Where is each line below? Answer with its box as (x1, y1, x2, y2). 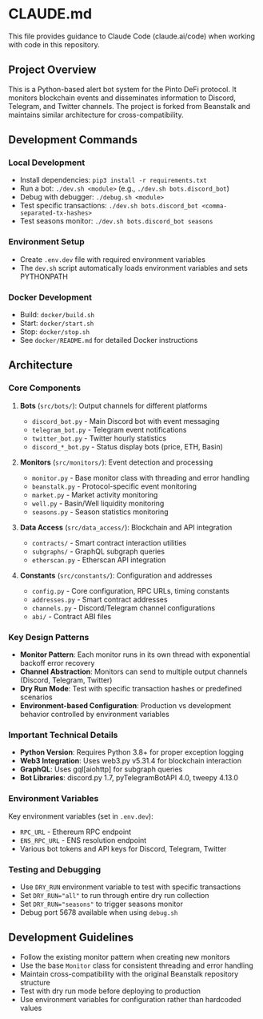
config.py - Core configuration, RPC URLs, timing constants (31, 586, 229, 595)
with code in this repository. (8, 39, 100, 49)
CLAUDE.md (8, 5, 93, 23)
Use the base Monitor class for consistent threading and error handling (19, 961, 253, 970)
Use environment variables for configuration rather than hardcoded (19, 994, 241, 1004)
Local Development (8, 157, 86, 168)
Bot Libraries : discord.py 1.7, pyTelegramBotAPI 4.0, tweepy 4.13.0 (19, 773, 238, 783)
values (19, 1003, 42, 1013)
